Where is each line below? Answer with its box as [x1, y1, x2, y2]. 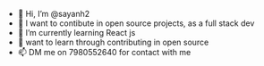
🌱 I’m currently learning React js [17, 28, 136, 37]
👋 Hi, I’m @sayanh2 [17, 9, 90, 19]
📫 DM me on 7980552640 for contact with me [17, 47, 192, 57]
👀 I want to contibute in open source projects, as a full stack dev [17, 18, 255, 29]
